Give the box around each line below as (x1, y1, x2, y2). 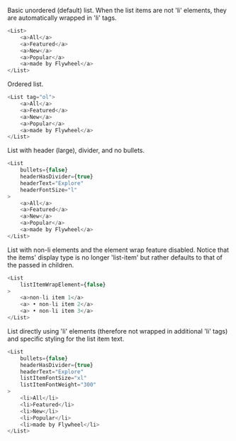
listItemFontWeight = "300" (20, 381, 97, 388)
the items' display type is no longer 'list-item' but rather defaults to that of (7, 253, 223, 262)
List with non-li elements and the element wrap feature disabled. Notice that (7, 245, 229, 254)
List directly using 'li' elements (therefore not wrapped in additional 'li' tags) (7, 326, 228, 335)
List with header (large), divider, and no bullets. (7, 146, 145, 155)
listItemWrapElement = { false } (20, 281, 106, 288)
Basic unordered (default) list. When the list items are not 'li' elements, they (7, 6, 227, 14)
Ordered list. (7, 80, 44, 88)
